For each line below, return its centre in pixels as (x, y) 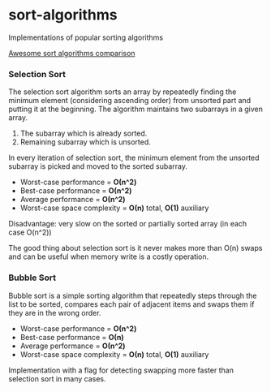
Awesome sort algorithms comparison (72, 53)
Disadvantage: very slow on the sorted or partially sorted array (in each (128, 224)
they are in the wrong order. (55, 312)
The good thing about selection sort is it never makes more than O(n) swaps (135, 248)
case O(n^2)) (30, 232)
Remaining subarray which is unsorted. (86, 142)
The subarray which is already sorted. (84, 134)
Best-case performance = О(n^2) (76, 191)
